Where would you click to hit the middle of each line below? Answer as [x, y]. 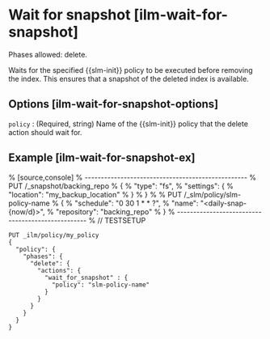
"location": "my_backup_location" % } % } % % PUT [95, 194]
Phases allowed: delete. [48, 54]
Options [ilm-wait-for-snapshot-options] [114, 104]
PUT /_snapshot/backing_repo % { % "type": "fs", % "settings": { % [121, 186]
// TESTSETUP [122, 220]
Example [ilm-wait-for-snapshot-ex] [102, 158]
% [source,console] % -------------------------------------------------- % [133, 177]
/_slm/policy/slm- [212, 194]
